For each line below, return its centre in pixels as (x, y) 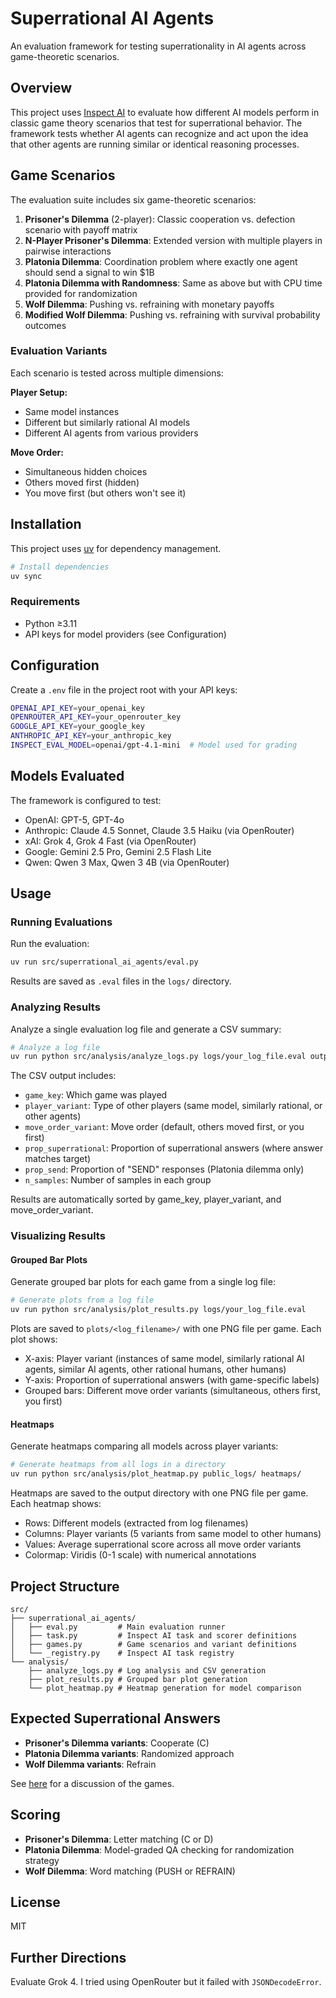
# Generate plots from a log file (82, 1300)
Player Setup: (39, 392)
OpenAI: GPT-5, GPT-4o (74, 819)
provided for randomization (81, 293)
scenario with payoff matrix (81, 229)
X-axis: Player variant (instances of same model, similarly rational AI (164, 1359)
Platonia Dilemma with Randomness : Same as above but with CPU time (173, 283)
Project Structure (65, 1586)
